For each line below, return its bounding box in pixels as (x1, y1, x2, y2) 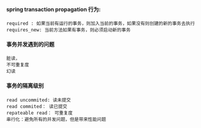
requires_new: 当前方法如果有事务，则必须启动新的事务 (6, 27, 131, 33)
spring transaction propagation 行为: (6, 5, 101, 13)
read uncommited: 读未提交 (6, 97, 71, 103)
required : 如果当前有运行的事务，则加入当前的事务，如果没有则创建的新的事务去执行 (6, 21, 195, 27)
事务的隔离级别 (6, 82, 44, 89)
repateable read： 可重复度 (6, 110, 73, 116)
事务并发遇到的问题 (6, 40, 55, 48)
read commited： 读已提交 (6, 103, 68, 109)
